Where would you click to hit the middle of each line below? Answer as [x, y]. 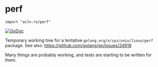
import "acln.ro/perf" [28, 22]
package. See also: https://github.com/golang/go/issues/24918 [68, 45]
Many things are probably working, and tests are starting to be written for [79, 55]
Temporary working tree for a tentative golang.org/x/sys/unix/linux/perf [79, 40]
